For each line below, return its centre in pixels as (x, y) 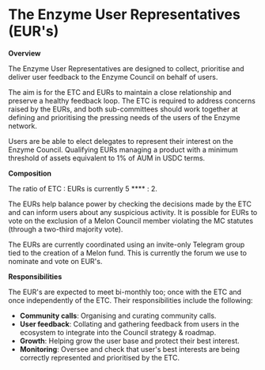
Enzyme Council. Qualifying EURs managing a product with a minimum (123, 149)
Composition (30, 173)
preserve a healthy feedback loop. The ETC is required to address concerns (132, 100)
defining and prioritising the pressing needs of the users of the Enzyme (124, 117)
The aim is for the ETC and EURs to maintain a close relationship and (120, 92)
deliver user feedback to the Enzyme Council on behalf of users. (113, 77)
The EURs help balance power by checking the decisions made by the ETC (130, 204)
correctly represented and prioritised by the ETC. (100, 357)
